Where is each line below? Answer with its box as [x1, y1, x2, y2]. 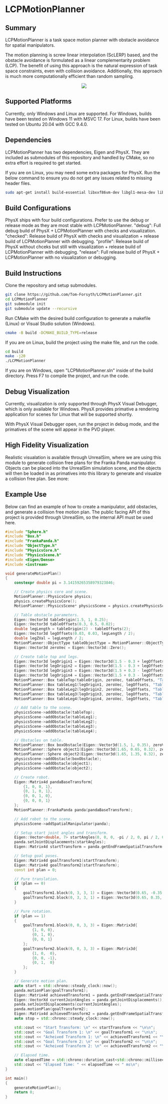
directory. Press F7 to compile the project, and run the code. [5, 373, 129, 379]
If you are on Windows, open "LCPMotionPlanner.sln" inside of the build [5, 368, 153, 374]
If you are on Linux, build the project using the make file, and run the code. [5, 339, 159, 345]
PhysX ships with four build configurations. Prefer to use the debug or [5, 217, 149, 223]
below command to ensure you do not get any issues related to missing [5, 175, 152, 181]
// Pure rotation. [14, 909, 52, 914]
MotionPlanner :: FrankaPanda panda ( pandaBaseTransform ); [14, 807, 133, 812]
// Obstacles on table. [14, 737, 64, 743]
